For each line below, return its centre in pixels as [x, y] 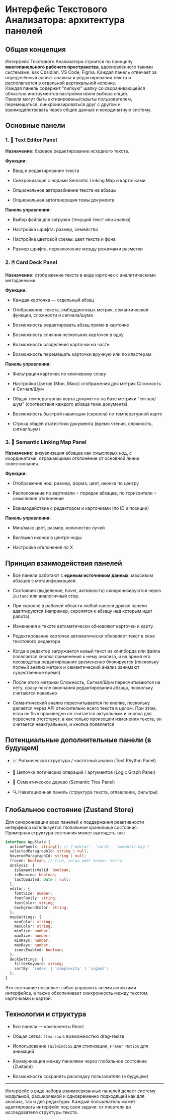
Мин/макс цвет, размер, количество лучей [59, 528]
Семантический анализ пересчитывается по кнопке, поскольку [81, 703]
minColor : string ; [33, 922]
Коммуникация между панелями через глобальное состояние [80, 1061]
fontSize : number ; [33, 894]
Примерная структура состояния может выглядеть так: [65, 833]
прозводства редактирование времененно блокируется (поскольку [86, 662]
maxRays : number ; [32, 945]
